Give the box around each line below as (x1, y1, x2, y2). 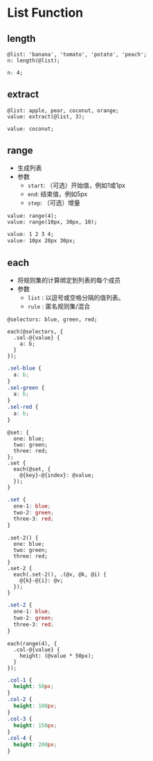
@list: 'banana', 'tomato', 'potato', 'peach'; (7, 51, 147, 58)
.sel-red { (7, 404, 39, 411)
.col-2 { (7, 696, 33, 703)
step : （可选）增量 (27, 198, 81, 207)
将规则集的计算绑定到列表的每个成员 (17, 276, 121, 284)
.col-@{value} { (13, 646, 60, 653)
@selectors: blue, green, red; (7, 315, 98, 323)
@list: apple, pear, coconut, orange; (7, 107, 119, 114)
